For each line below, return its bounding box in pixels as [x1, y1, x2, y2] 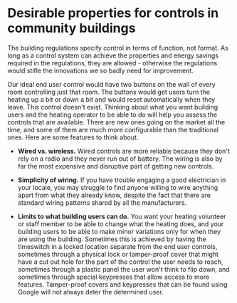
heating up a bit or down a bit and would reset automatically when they [7, 95, 216, 104]
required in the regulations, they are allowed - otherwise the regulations [7, 58, 218, 67]
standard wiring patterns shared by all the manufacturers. [17, 198, 187, 207]
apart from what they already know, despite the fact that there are [17, 191, 211, 199]
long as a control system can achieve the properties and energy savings [7, 51, 219, 60]
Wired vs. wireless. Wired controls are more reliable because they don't [17, 147, 230, 155]
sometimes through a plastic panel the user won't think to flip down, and [17, 265, 230, 273]
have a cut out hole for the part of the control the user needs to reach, [17, 257, 223, 266]
